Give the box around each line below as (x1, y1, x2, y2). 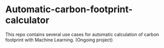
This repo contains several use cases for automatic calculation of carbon (5, 31, 159, 37)
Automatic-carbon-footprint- (5, 4, 133, 15)
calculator (5, 14, 50, 26)
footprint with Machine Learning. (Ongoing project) (5, 37, 113, 43)
